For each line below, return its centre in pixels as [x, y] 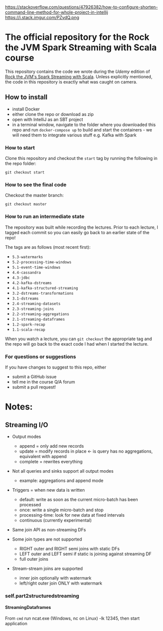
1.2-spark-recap [29, 325]
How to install [26, 97]
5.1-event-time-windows [36, 267]
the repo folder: [21, 164]
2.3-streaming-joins [33, 309]
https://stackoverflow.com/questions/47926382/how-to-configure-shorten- [81, 7]
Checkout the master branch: [34, 196]
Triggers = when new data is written [48, 490]
